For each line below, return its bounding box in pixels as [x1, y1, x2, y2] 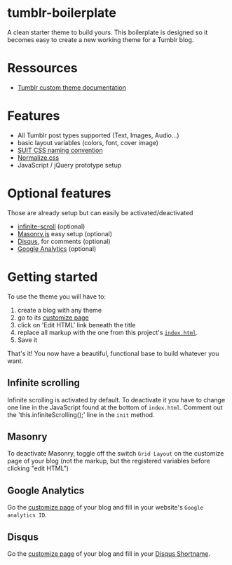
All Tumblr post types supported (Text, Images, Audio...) [17, 131, 180, 139]
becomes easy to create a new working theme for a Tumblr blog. [7, 35, 194, 43]
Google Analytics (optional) [17, 244, 97, 253]
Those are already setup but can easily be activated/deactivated [7, 208, 193, 217]
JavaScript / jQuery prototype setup [17, 161, 122, 169]
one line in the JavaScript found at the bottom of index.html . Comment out [7, 403, 223, 411]
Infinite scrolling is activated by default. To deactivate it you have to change [7, 395, 226, 404]
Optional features [7, 186, 111, 201]
